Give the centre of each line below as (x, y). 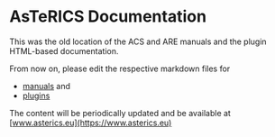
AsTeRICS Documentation (108, 17)
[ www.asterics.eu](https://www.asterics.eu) (91, 123)
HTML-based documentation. (64, 50)
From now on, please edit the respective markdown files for (120, 68)
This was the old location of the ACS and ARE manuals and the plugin (138, 41)
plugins (36, 96)
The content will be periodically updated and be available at (120, 113)
